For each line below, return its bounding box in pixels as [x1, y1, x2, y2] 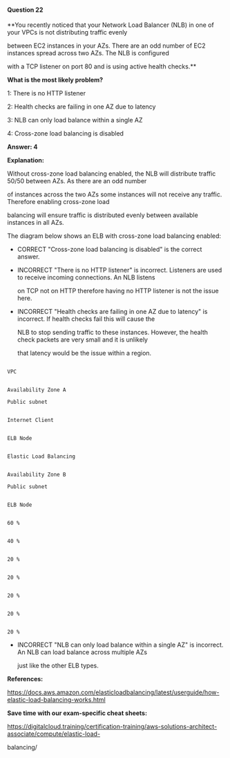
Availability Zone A [7, 387, 67, 394]
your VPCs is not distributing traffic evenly [7, 28, 128, 37]
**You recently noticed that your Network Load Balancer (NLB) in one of [7, 21, 214, 29]
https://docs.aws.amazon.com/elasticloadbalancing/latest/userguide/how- [7, 688, 220, 696]
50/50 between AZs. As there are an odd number [7, 177, 147, 185]
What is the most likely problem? [7, 76, 104, 84]
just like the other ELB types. [17, 661, 99, 670]
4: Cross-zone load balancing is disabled [7, 129, 124, 138]
